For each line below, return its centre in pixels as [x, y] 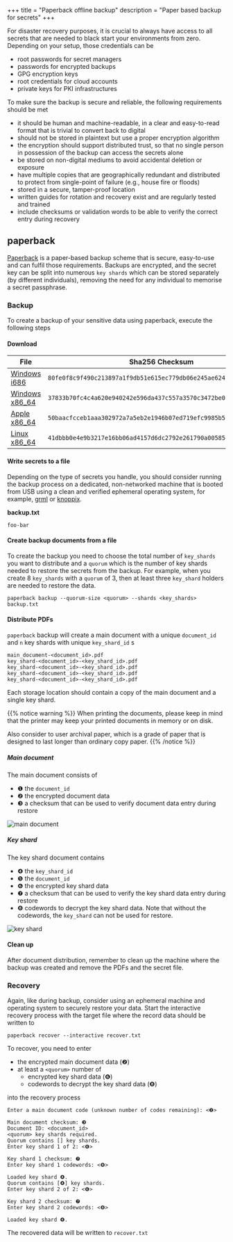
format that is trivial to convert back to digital [81, 130]
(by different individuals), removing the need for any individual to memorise [115, 280]
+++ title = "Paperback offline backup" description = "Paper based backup [114, 10]
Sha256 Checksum [162, 362]
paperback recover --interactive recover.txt [74, 1035]
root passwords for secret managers [69, 59]
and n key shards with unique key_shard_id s [71, 642]
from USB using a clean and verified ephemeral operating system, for [106, 491]
